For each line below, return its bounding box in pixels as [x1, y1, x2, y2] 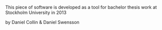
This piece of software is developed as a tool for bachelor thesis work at [5, 4, 157, 10]
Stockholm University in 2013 [5, 9, 67, 15]
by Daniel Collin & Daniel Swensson [5, 19, 80, 25]
